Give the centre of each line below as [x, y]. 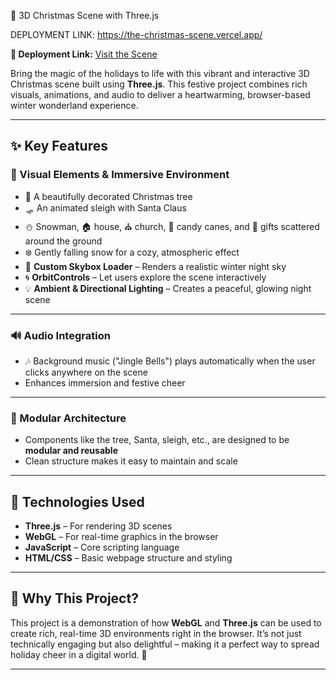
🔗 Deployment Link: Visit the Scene [84, 54]
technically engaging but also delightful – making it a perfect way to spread [165, 644]
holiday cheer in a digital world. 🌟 [79, 654]
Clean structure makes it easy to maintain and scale [131, 461]
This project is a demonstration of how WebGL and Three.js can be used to [166, 622]
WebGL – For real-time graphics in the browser [121, 537]
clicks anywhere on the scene [86, 372]
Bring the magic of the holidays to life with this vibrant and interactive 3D [160, 73]
